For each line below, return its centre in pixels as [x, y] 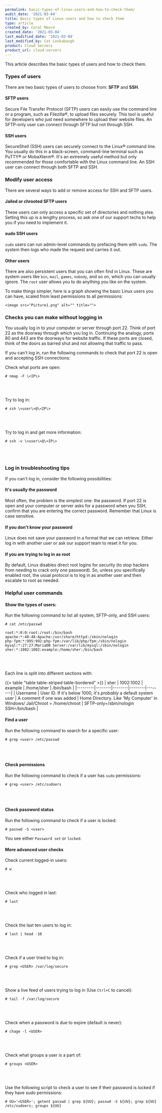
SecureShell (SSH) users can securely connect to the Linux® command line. [81, 147]
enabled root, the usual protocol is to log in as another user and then [73, 575]
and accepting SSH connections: [38, 358]
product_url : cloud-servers [33, 50]
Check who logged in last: [31, 893]
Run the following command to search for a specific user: [62, 730]
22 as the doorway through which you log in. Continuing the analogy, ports [80, 333]
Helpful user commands [34, 593]
